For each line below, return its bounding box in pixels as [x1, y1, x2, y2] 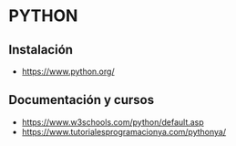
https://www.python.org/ [21, 66, 115, 77]
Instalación [8, 42, 74, 57]
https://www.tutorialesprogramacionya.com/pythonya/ [21, 126, 227, 137]
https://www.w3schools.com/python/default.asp [21, 116, 204, 128]
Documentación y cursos [8, 92, 155, 108]
